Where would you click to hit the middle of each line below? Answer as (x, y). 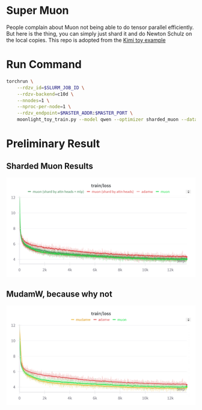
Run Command (44, 65)
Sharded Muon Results (50, 166)
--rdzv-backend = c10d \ (45, 94)
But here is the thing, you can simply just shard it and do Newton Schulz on (99, 33)
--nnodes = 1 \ (33, 100)
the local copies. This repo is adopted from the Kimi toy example (86, 40)
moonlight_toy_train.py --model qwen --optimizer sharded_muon (98, 120)
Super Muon (38, 11)
